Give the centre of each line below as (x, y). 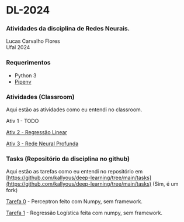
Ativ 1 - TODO (22, 121)
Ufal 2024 (18, 47)
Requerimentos (28, 63)
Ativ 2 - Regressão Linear (37, 132)
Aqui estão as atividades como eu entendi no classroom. (74, 110)
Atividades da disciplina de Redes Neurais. (68, 29)
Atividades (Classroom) (40, 97)
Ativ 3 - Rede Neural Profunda (42, 144)
